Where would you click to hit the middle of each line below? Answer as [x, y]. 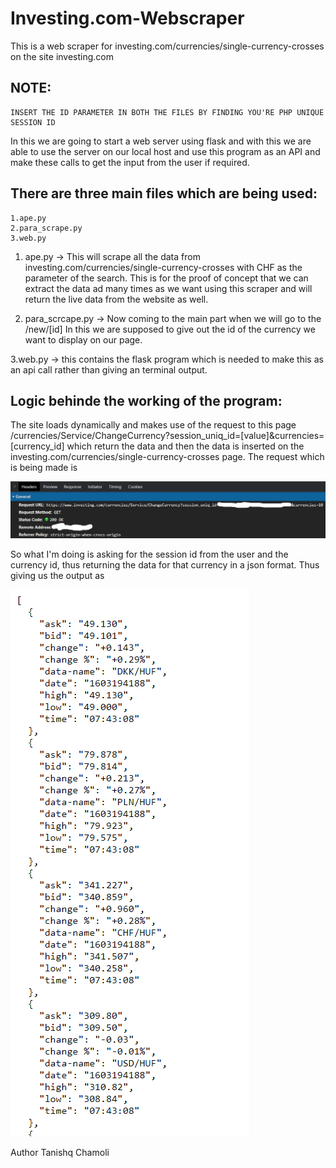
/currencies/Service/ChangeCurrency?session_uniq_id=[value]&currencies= [167, 436]
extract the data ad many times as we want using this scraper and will [168, 288]
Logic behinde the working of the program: [146, 400]
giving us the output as [57, 576]
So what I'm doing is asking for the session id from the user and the [149, 554]
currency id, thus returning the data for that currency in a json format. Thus [165, 565]
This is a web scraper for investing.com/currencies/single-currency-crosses [167, 46]
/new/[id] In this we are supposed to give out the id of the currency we [170, 329]
